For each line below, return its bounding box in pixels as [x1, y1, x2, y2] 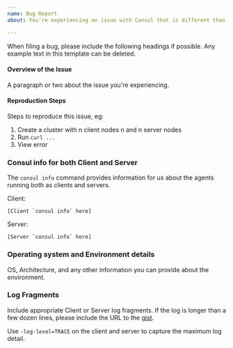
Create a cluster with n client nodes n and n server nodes [17, 125, 182, 134]
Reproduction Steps [7, 97, 66, 105]
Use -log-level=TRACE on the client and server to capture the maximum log [7, 326, 222, 335]
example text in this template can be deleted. [7, 49, 136, 58]
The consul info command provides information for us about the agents [7, 173, 214, 182]
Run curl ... [17, 133, 56, 141]
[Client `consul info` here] [7, 208, 92, 215]
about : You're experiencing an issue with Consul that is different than [7, 17, 226, 24]
